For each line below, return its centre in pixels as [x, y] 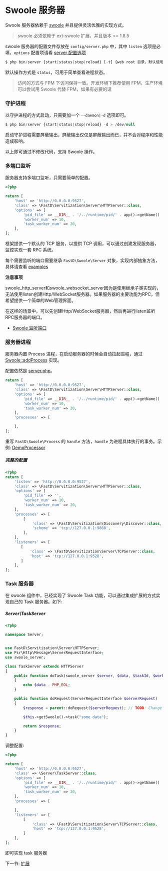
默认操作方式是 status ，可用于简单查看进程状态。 [56, 72]
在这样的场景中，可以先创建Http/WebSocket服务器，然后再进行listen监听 [80, 311]
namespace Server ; [24, 635]
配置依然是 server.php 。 [30, 371]
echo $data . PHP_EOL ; [47, 685]
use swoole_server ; [25, 657]
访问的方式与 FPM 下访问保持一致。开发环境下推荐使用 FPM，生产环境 [90, 82]
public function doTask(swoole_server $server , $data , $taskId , [82, 675]
